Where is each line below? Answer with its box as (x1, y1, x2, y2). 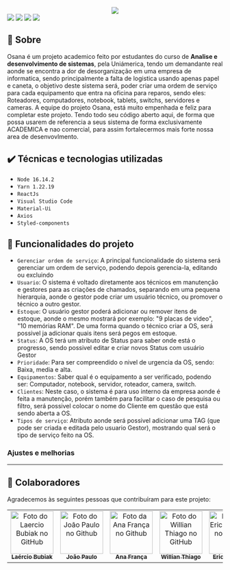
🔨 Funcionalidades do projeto (7, 238, 134, 250)
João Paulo (66, 553, 97, 561)
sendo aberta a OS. (16, 409, 72, 417)
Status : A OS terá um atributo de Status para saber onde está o (16, 336, 196, 345)
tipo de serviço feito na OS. (16, 431, 94, 439)
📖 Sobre (7, 34, 42, 46)
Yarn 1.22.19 (16, 183, 55, 190)
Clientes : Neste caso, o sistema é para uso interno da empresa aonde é (16, 387, 220, 396)
